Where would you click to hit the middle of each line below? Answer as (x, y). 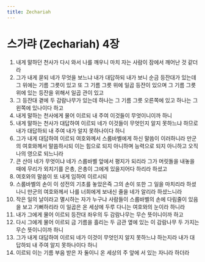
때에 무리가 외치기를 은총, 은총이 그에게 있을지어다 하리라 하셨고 (91, 169)
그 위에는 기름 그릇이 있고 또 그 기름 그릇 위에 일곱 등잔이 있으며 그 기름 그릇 (106, 85)
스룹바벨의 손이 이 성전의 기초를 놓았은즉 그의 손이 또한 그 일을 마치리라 (100, 184)
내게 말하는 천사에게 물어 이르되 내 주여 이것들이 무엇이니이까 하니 (94, 115)
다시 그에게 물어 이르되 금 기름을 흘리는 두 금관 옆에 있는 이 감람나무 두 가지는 (107, 222)
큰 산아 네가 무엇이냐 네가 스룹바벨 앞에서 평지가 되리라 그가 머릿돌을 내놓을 (105, 161)
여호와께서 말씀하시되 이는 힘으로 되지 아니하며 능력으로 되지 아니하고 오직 (110, 146)
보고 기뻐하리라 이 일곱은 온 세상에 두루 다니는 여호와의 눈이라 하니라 (104, 207)
